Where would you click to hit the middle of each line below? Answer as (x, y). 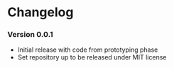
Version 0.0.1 (30, 35)
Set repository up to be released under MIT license (92, 57)
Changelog (40, 12)
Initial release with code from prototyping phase (88, 50)
